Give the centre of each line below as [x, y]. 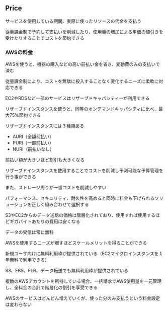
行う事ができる [21, 177]
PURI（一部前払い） [33, 143]
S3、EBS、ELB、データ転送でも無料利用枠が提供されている [67, 271]
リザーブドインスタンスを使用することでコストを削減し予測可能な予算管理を [84, 171]
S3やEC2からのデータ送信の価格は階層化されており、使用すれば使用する [80, 215]
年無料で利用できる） [27, 260]
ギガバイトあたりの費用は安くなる [45, 221]
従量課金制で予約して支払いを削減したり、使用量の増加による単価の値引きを [84, 32]
